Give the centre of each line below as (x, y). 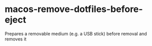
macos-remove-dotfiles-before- (74, 9)
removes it (16, 39)
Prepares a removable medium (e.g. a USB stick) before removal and (76, 33)
